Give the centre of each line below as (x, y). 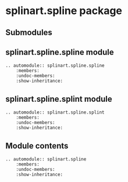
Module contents (37, 145)
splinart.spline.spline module (60, 52)
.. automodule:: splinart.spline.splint (55, 112)
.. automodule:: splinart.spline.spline (55, 66)
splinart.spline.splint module (59, 99)
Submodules (29, 32)
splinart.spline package (64, 11)
